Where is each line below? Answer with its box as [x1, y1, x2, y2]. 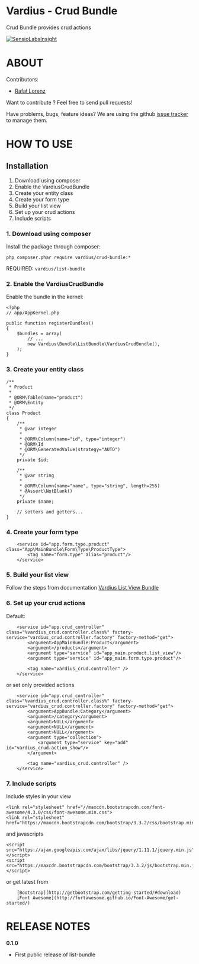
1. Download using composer [6, 229, 91, 238]
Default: [6, 612, 25, 619]
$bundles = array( [17, 331, 62, 337]
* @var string [19, 472, 54, 478]
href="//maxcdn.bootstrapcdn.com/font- [67, 804, 166, 810]
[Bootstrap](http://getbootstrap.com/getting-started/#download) [17, 890, 182, 896]
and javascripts [6, 830, 43, 837]
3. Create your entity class [6, 366, 84, 374]
